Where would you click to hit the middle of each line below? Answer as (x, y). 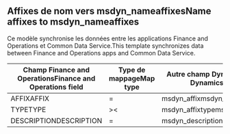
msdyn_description (192, 120)
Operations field (56, 87)
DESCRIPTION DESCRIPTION (56, 120)
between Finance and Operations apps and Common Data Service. (101, 53)
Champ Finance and (56, 70)
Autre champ (188, 74)
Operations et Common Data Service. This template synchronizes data (105, 45)
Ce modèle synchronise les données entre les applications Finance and (108, 38)
